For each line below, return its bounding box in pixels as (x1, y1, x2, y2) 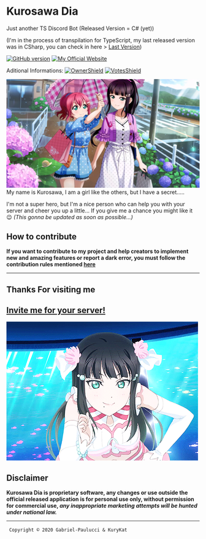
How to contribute (6, 231, 77, 242)
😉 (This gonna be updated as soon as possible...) (6, 214, 133, 221)
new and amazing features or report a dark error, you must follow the (6, 254, 186, 262)
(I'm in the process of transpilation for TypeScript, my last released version (6, 36, 195, 44)
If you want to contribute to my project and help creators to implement (6, 247, 189, 255)
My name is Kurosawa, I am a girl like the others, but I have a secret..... (6, 188, 185, 196)
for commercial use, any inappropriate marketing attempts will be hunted (6, 502, 198, 510)
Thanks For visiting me (6, 284, 96, 295)
